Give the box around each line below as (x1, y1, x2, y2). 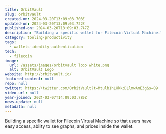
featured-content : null (5, 76, 54, 81)
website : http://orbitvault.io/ (5, 72, 72, 77)
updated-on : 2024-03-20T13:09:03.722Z (5, 21, 85, 26)
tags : (5, 40, 16, 45)
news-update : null (5, 100, 43, 105)
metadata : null (5, 104, 37, 109)
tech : (5, 49, 16, 54)
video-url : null (5, 90, 39, 95)
